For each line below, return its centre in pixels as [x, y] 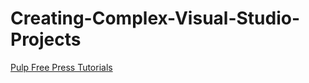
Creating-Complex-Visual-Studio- [155, 18]
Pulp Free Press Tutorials [61, 67]
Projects [46, 39]
